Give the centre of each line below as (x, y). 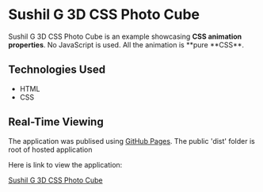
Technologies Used (57, 70)
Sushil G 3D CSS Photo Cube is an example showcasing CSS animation (125, 36)
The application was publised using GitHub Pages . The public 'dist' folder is (131, 141)
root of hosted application (50, 149)
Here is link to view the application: (65, 164)
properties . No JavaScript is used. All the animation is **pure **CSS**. (126, 44)
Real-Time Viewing (56, 122)
